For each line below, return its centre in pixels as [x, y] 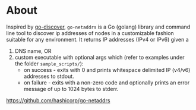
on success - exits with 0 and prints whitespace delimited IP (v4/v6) [107, 70]
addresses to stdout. [49, 76]
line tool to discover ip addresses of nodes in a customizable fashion [90, 33]
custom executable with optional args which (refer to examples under [100, 57]
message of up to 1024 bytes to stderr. [71, 89]
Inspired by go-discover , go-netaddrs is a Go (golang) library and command [98, 27]
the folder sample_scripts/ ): [49, 64]
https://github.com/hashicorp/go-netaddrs [58, 100]
